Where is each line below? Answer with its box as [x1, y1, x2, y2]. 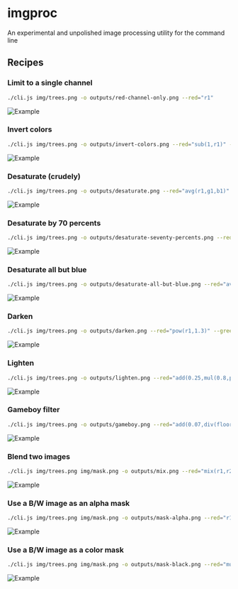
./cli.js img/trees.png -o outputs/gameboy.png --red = [7, 421, 173, 428]
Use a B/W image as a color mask [7, 545, 124, 555]
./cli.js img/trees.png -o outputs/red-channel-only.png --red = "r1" [7, 94, 214, 101]
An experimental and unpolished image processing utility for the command [7, 28, 225, 37]
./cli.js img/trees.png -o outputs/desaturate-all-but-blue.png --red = [7, 281, 223, 288]
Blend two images [7, 451, 71, 461]
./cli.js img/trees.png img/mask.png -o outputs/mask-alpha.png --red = [7, 514, 223, 522]
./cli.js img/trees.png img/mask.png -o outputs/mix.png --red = [7, 468, 201, 475]
